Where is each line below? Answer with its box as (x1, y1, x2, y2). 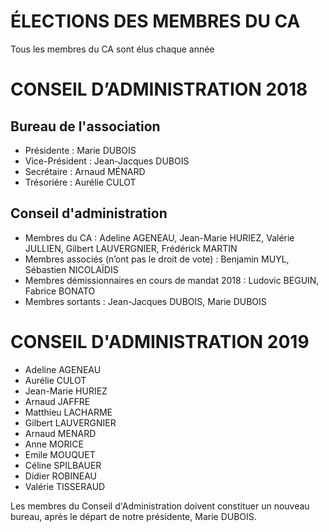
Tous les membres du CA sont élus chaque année (10, 43, 215, 55)
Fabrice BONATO (24, 285, 96, 297)
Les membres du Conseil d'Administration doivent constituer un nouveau (10, 500, 310, 512)
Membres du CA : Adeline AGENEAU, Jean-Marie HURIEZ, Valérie (24, 231, 295, 244)
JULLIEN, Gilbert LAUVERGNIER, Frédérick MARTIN (24, 242, 238, 254)
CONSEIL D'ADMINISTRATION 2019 (10, 330, 310, 353)
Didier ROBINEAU (24, 470, 98, 482)
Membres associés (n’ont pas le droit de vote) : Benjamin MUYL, (24, 253, 290, 265)
